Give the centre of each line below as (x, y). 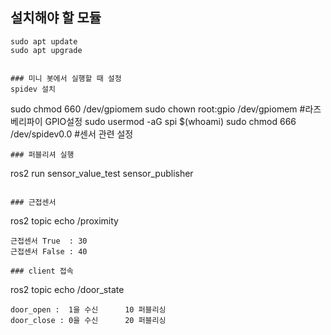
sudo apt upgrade (46, 50)
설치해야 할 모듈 (56, 18)
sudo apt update (44, 41)
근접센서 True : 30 (49, 241)
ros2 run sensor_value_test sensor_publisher (102, 173)
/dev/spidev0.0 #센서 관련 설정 (72, 134)
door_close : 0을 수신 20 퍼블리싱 (88, 320)
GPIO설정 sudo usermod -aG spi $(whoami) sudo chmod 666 (170, 121)
